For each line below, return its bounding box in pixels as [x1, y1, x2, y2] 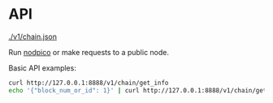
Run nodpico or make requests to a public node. [8, 47, 169, 57]
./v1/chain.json [8, 32, 57, 41]
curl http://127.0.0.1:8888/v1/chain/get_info [8, 79, 169, 87]
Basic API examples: [8, 62, 77, 73]
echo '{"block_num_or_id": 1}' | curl [8, 86, 140, 94]
